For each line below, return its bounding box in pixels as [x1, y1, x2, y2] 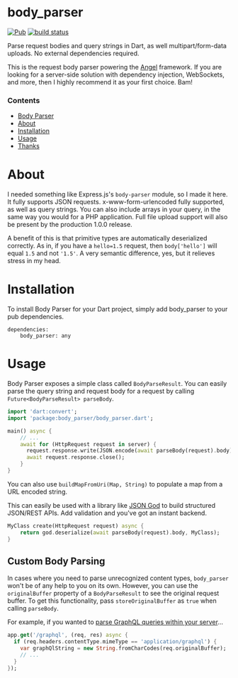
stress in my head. [7, 257, 62, 265]
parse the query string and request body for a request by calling [7, 387, 195, 396]
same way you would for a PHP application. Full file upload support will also [7, 213, 228, 221]
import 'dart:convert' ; [7, 409, 78, 416]
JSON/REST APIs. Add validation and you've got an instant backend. [7, 508, 208, 517]
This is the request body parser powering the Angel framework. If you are [7, 62, 222, 71]
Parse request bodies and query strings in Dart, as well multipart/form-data [7, 41, 227, 50]
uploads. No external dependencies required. [7, 49, 140, 57]
